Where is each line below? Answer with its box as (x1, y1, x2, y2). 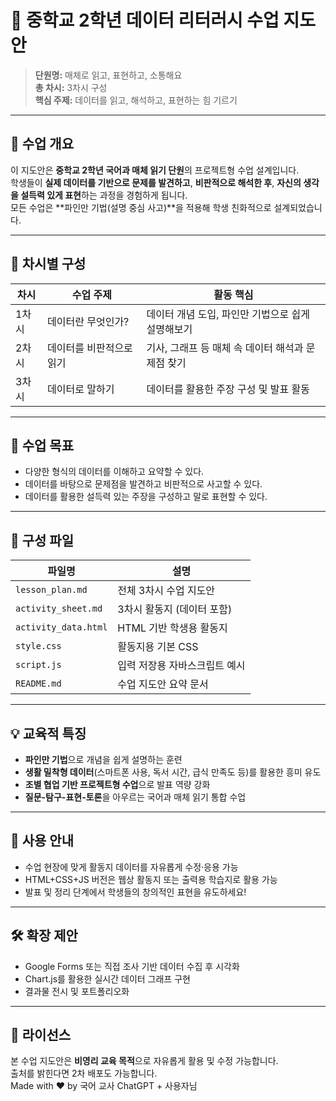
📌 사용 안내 (10, 832, 75, 850)
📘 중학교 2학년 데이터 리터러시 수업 (10, 9, 280, 32)
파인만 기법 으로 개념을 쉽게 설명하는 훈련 (24, 754, 183, 765)
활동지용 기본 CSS (117, 640, 199, 654)
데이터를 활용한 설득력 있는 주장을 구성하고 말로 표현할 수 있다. (24, 491, 268, 503)
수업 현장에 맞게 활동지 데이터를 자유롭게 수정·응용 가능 (24, 861, 239, 873)
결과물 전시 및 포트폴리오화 (24, 985, 130, 997)
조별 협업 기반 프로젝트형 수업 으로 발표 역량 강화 (24, 779, 211, 790)
